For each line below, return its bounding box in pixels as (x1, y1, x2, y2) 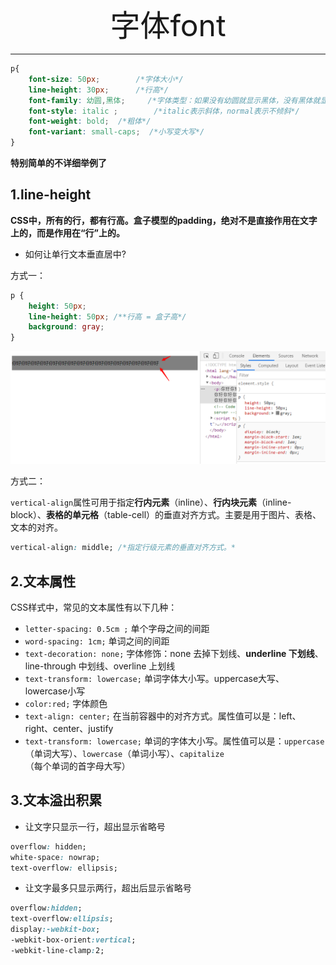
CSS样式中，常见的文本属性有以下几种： (10, 601, 178, 614)
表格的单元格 (46, 509, 100, 521)
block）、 (10, 509, 47, 521)
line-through (24, 660, 77, 672)
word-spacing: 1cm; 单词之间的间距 (24, 635, 170, 647)
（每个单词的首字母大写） (24, 760, 131, 772)
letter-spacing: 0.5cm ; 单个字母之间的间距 (24, 623, 210, 635)
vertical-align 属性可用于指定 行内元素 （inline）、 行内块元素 (10, 496, 258, 509)
